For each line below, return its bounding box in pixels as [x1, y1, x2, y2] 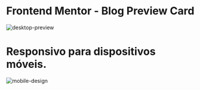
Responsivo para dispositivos [6, 45, 156, 58]
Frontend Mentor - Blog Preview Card [6, 4, 195, 18]
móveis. [6, 58, 47, 71]
